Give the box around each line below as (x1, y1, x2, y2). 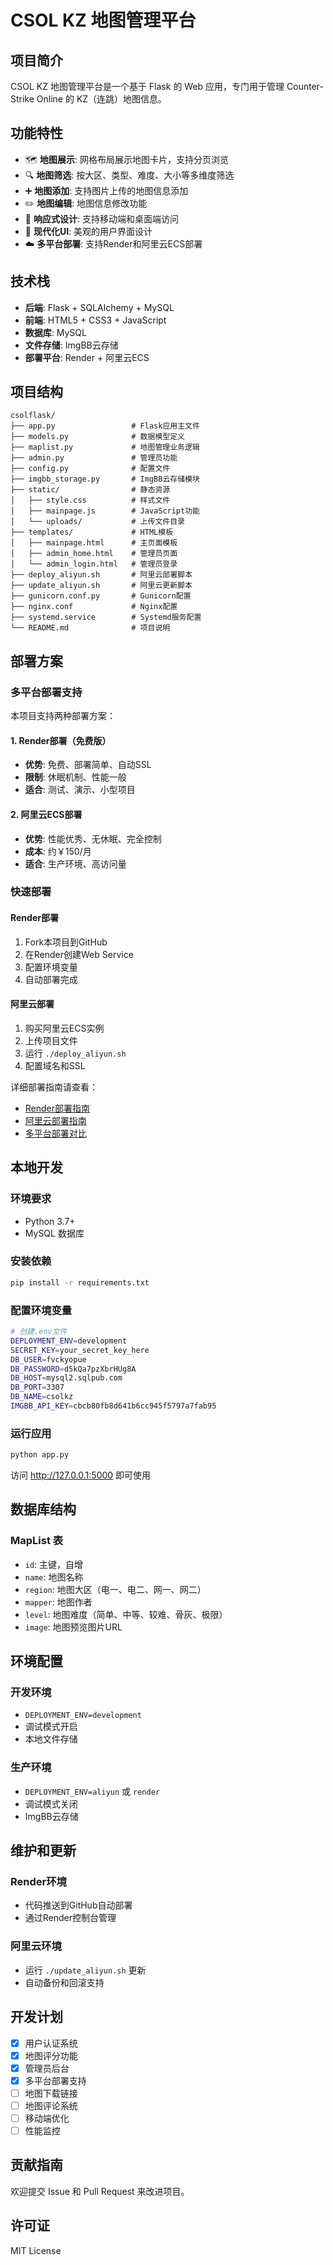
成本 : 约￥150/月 (24, 845, 92, 857)
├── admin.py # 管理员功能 (10, 453, 178, 463)
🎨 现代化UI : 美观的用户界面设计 (24, 225, 153, 237)
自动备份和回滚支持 (24, 1976, 105, 1988)
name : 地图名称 (24, 1571, 84, 1583)
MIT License (10, 2244, 62, 2256)
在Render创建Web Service (24, 948, 134, 960)
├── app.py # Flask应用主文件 (10, 421, 200, 431)
